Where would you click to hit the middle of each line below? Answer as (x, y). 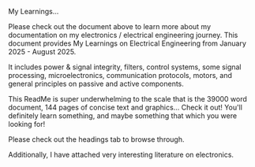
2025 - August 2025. (42, 52)
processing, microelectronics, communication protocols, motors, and (120, 75)
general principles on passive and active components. (96, 83)
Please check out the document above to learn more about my (110, 26)
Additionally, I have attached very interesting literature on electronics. (121, 154)
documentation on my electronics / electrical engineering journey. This (123, 35)
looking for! (27, 124)
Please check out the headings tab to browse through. (96, 139)
